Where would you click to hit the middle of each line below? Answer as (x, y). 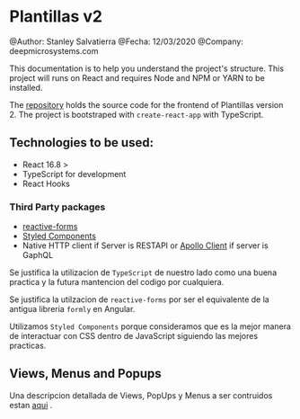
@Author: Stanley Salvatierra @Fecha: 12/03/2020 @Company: (127, 41)
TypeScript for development (74, 174)
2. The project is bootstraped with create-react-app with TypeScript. (137, 114)
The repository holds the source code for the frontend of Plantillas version (146, 104)
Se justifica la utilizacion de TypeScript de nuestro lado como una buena (143, 272)
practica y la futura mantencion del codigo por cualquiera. (117, 282)
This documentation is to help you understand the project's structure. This (147, 68)
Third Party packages (57, 207)
